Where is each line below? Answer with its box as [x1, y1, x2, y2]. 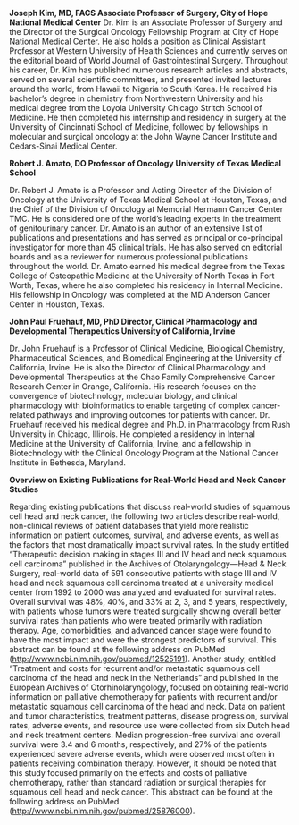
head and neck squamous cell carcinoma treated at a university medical [9, 577, 274, 588]
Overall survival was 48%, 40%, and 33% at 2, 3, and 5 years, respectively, [9, 597, 287, 607]
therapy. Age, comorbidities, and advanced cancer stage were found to [9, 625, 272, 635]
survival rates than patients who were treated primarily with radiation [9, 616, 262, 625]
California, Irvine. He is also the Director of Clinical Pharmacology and [9, 362, 266, 372]
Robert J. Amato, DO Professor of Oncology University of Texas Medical [9, 158, 282, 168]
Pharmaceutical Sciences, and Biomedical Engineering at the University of [9, 353, 283, 363]
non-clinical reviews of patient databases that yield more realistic [9, 521, 250, 531]
